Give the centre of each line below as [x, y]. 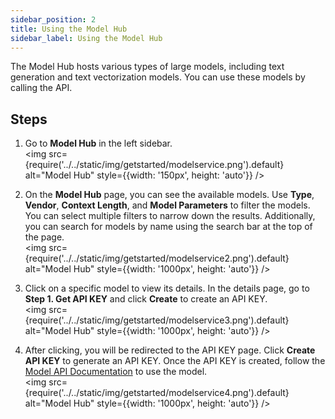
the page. [44, 237]
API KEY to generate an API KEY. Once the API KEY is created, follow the [175, 361]
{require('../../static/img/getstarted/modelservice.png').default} [154, 165]
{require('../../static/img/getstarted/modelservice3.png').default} [157, 320]
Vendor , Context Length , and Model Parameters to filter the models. [167, 205]
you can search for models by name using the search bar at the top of [168, 227]
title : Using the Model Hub [69, 29]
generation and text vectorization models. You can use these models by [158, 77]
